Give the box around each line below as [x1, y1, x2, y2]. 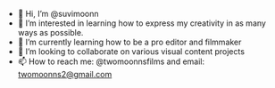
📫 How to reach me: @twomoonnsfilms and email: [17, 56, 205, 67]
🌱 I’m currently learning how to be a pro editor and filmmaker [17, 36, 242, 47]
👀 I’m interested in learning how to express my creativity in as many [17, 18, 266, 28]
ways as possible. [17, 28, 84, 37]
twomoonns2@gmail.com [17, 69, 112, 79]
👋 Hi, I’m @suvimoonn [17, 9, 100, 19]
